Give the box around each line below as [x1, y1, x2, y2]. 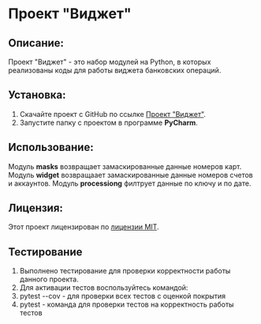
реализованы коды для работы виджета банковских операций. [8, 66, 222, 75]
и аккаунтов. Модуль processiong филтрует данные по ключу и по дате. [8, 179, 252, 188]
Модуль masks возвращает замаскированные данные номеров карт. [8, 161, 242, 171]
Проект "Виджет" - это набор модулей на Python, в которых [8, 57, 211, 66]
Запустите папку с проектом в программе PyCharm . [19, 118, 199, 127]
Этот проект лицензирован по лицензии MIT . [8, 222, 159, 232]
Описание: [8, 36, 65, 50]
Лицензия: [8, 202, 63, 215]
